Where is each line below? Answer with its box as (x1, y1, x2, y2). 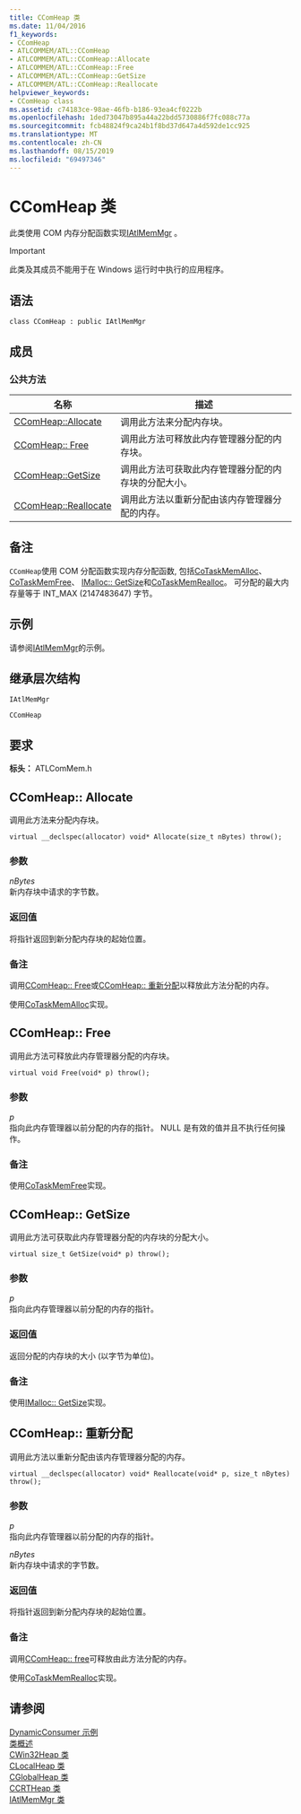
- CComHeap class (9, 96, 74, 106)
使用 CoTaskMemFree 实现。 (9, 1181, 111, 1191)
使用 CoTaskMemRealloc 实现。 (9, 1672, 122, 1683)
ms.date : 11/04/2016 (9, 22, 87, 31)
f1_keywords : (9, 30, 58, 39)
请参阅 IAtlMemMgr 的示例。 (9, 642, 110, 653)
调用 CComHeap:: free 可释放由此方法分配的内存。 (9, 1653, 192, 1664)
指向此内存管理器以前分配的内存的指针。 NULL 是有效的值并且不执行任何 (9, 1122, 278, 1133)
